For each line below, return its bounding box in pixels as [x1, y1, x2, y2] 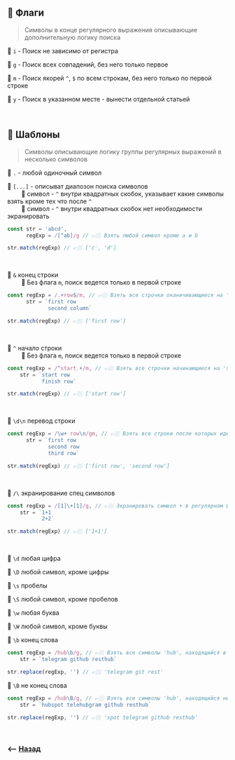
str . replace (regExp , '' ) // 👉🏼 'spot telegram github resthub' [7, 714, 198, 721]
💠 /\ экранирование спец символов [7, 489, 115, 497]
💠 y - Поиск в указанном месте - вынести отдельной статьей [7, 95, 190, 103]
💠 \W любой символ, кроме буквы [7, 622, 108, 631]
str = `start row [20, 371, 71, 379]
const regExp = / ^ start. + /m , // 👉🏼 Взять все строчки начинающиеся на [7, 365, 220, 372]
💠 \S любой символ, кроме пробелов [7, 595, 119, 604]
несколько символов [24, 155, 88, 163]
